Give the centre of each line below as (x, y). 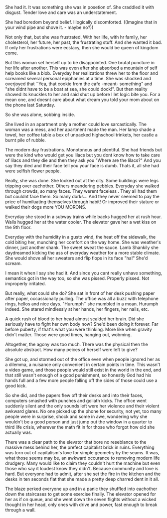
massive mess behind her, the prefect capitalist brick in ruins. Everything (80, 447)
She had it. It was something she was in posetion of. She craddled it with (80, 7)
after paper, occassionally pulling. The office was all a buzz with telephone (82, 299)
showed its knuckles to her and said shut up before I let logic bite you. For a (83, 94)
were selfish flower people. (33, 171)
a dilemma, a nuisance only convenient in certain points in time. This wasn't (83, 365)
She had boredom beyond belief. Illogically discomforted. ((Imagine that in (81, 22)
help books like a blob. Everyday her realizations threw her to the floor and (82, 73)
